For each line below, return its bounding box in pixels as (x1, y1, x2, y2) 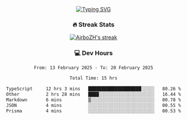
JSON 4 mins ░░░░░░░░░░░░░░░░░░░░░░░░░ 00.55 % (5, 102, 182, 108)
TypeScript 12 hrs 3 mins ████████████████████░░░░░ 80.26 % (5, 86, 182, 92)
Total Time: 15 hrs (69, 75, 118, 82)
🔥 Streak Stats (72, 20, 115, 28)
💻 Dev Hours (74, 49, 113, 57)
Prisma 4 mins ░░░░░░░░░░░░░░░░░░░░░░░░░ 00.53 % (5, 108, 182, 114)
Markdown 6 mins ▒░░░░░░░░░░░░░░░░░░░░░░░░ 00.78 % (5, 97, 182, 103)
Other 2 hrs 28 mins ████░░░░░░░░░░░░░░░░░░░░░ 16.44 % (5, 92, 182, 98)
